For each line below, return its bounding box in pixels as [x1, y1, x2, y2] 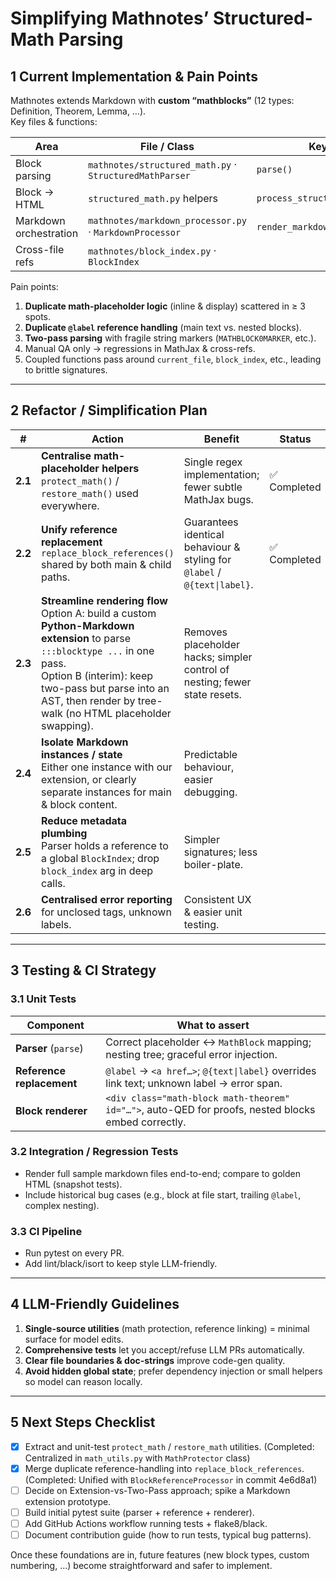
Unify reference [40, 522, 118, 536]
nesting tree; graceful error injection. [105, 1047, 278, 1061]
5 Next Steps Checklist [10, 1414, 156, 1431]
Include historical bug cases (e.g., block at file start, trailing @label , [24, 1188, 302, 1201]
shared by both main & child [40, 557, 172, 571]
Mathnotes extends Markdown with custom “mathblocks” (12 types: [10, 95, 295, 106]
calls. [40, 876, 66, 890]
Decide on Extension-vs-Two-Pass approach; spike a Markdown [24, 1484, 291, 1496]
